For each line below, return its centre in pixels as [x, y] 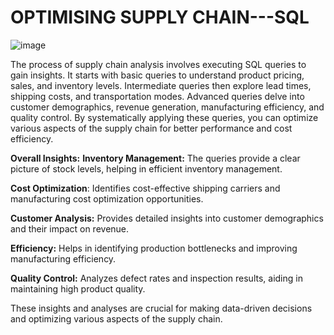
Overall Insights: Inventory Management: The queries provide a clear [155, 158]
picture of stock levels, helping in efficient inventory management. [146, 168]
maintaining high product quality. [78, 288]
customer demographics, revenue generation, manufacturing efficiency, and [167, 107]
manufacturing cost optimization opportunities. [107, 198]
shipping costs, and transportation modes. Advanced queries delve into [157, 96]
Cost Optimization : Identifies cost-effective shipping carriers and [145, 188]
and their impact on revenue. [70, 228]
